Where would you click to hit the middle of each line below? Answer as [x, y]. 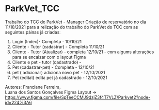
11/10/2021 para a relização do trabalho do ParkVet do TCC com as [72, 27]
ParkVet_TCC [32, 8]
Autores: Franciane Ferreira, [33, 87]
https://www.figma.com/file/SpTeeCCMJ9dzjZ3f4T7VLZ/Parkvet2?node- [78, 97]
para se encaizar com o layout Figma [49, 57]
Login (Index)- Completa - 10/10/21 [47, 41]
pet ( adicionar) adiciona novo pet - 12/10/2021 [59, 72]
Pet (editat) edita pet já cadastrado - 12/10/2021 [60, 78]
